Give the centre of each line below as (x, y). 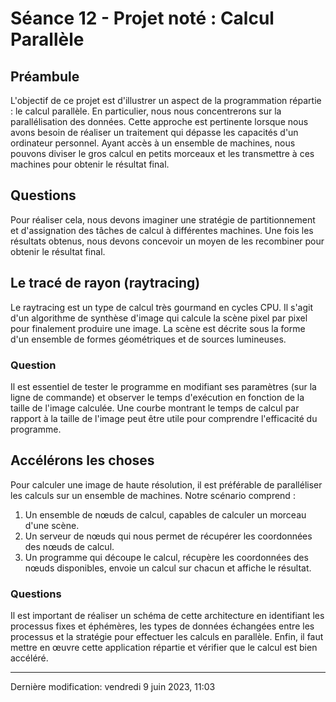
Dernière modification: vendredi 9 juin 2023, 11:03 (113, 687)
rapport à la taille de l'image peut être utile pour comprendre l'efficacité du (164, 418)
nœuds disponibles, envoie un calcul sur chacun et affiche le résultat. (168, 568)
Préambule (45, 76)
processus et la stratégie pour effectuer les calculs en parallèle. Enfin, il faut (167, 637)
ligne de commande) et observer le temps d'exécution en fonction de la (157, 397)
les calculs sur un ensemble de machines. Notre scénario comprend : (153, 495)
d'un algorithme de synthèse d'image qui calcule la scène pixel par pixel (159, 318)
